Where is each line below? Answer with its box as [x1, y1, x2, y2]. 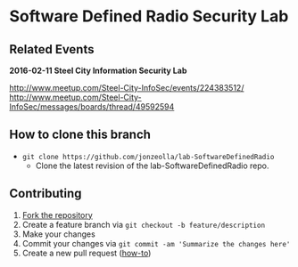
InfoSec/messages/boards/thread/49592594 [9, 101, 175, 112]
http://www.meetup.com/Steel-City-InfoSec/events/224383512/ [9, 83, 244, 93]
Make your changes [21, 229, 95, 239]
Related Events [9, 42, 95, 57]
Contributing [9, 186, 82, 201]
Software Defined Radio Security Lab [9, 6, 289, 27]
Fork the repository [21, 209, 94, 220]
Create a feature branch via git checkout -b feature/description [21, 219, 266, 230]
